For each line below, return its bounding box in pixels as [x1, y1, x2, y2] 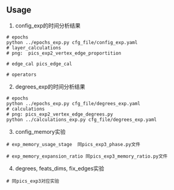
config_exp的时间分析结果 [15, 21, 81, 29]
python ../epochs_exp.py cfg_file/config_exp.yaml [6, 39, 138, 45]
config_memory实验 [15, 128, 66, 135]
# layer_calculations [6, 45, 62, 51]
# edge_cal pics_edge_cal [6, 60, 72, 67]
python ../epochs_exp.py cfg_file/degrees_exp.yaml [6, 100, 140, 106]
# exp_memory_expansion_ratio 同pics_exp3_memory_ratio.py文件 [6, 153, 168, 159]
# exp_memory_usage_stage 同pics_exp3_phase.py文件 [6, 141, 140, 147]
